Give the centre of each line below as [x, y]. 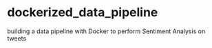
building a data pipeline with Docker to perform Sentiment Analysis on [106, 31]
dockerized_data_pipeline [83, 13]
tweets [17, 38]
